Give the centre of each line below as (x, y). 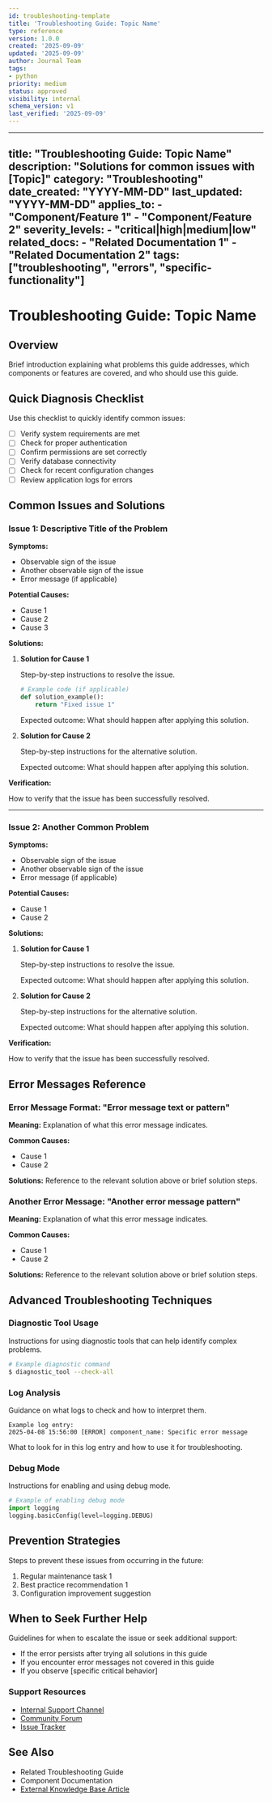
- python (23, 76)
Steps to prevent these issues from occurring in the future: (106, 1560)
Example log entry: (41, 1425)
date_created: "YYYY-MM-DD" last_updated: (125, 192)
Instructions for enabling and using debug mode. (90, 1485)
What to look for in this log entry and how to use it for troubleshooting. (125, 1447)
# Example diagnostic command (59, 1364)
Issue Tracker (43, 1727)
